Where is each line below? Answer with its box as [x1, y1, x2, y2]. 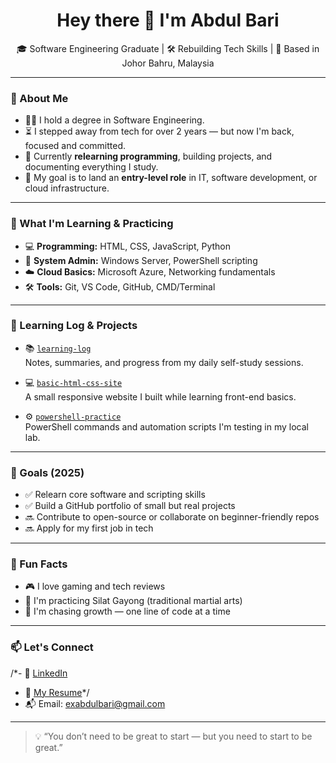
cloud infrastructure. [24, 182, 110, 194]
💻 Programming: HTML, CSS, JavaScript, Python [24, 240, 232, 252]
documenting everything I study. [24, 161, 159, 173]
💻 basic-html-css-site [24, 376, 123, 388]
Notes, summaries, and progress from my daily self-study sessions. [24, 356, 304, 368]
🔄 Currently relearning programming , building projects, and [24, 150, 273, 163]
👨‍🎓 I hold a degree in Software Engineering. [24, 114, 205, 126]
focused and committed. [24, 140, 127, 152]
